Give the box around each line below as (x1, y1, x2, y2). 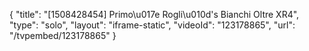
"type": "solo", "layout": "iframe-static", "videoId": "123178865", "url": (9, 19, 296, 31)
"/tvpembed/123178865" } (9, 30, 117, 41)
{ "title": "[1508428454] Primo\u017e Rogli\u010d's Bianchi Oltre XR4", (9, 9, 300, 20)
